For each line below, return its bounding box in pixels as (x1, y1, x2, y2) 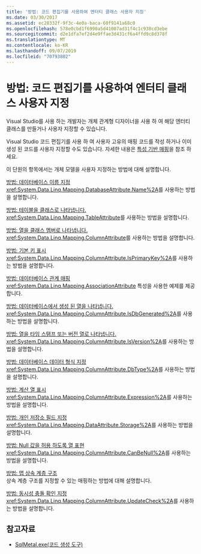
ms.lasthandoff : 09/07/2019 (6, 48, 77, 54)
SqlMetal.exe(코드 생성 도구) (14, 541, 83, 548)
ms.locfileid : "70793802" (6, 54, 71, 60)
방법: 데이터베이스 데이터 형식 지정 (6, 358, 86, 365)
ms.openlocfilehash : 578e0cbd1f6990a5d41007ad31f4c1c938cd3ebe (6, 25, 168, 32)
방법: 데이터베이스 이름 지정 (6, 178, 71, 185)
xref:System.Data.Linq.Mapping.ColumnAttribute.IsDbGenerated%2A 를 (6, 310, 182, 317)
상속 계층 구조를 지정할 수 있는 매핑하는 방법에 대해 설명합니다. (6, 476, 152, 484)
